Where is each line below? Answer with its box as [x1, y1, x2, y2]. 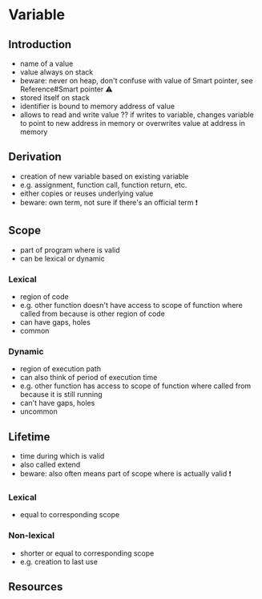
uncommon [19, 407, 58, 416]
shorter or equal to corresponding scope [19, 548, 155, 558]
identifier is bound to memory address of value [19, 102, 175, 111]
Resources [8, 580, 63, 594]
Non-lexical [8, 530, 54, 541]
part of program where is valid [19, 245, 120, 254]
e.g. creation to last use [19, 557, 99, 566]
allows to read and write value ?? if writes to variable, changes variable [19, 110, 254, 119]
